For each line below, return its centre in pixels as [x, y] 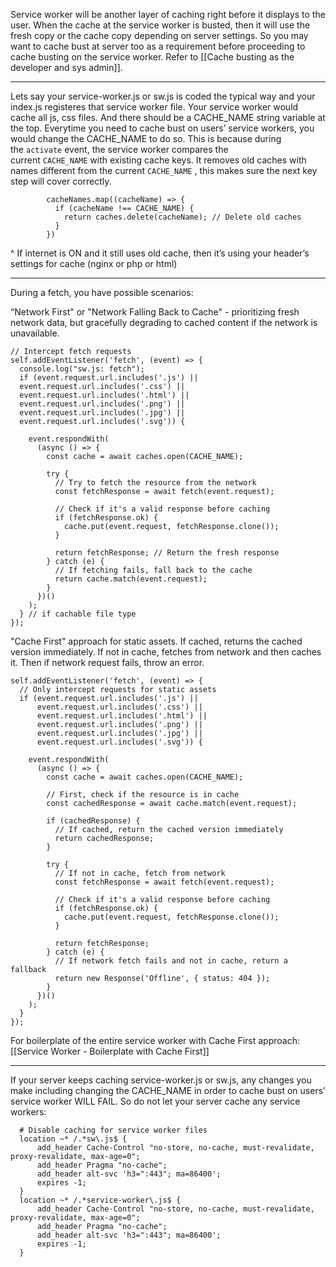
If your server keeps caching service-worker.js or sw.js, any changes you [161, 1080]
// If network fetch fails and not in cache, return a [171, 961]
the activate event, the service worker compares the [119, 149]
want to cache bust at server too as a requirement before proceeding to [158, 46]
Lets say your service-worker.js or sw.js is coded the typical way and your [163, 96]
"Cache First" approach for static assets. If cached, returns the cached [156, 641]
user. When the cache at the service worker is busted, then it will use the [160, 25]
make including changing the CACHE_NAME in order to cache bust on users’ [168, 1090]
